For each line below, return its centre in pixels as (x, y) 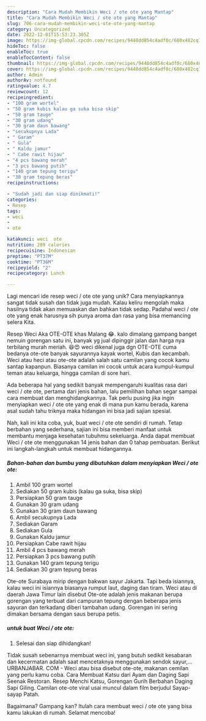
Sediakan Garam (37, 524)
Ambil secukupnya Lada (46, 518)
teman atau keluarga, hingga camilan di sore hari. (69, 373)
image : (15, 40)
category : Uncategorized (39, 29)
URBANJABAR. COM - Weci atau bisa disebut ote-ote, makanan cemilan (98, 668)
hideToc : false (26, 47)
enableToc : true (28, 52)
